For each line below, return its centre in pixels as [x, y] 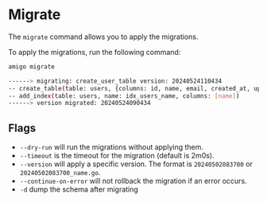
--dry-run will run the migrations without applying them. [112, 147]
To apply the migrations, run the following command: [95, 52]
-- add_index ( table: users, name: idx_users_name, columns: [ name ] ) [124, 96]
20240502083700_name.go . [60, 173]
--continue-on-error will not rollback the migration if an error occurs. [133, 181]
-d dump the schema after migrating [79, 189]
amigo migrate [32, 66]
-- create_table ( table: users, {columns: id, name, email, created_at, [129, 88]
